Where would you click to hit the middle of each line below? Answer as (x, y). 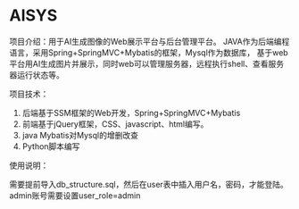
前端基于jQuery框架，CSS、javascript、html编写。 (115, 124)
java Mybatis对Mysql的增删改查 (80, 135)
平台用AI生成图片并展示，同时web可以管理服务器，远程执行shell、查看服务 (146, 63)
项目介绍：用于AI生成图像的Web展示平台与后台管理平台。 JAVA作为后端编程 (149, 41)
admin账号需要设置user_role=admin (75, 195)
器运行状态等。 (37, 75)
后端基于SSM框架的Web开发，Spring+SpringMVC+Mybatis (131, 113)
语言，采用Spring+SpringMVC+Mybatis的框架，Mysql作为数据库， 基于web (149, 52)
